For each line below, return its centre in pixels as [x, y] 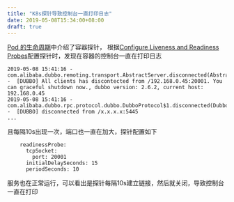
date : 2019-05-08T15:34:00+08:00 [56, 20]
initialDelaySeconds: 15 [62, 163]
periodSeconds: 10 [52, 169]
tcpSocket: [41, 151]
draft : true [24, 26]
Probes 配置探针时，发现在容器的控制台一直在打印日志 [85, 56]
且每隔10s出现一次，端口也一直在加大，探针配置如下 [82, 132]
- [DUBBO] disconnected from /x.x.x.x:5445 [73, 112]
